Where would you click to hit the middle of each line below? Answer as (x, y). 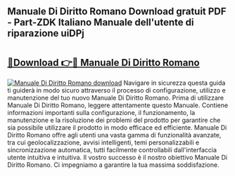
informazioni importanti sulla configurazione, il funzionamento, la (101, 113)
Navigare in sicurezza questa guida (174, 83)
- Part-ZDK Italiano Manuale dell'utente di (101, 23)
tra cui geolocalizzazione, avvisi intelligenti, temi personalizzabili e (103, 142)
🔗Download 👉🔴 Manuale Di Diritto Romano (103, 62)
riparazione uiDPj (46, 33)
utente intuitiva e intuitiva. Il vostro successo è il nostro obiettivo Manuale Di (117, 157)
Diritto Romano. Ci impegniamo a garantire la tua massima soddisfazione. (113, 165)
